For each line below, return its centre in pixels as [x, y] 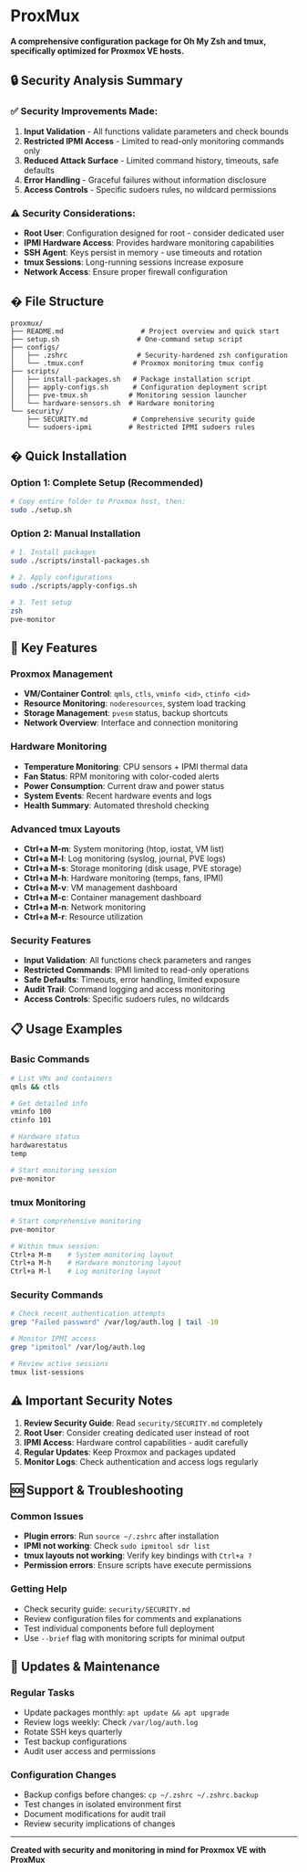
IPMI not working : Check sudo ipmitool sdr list [117, 1546]
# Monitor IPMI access [53, 1339]
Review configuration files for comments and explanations [133, 1618]
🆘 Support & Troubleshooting [97, 1490]
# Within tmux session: [56, 1246]
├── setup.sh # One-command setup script [127, 339]
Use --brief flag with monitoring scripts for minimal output [134, 1638]
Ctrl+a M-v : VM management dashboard [101, 888]
